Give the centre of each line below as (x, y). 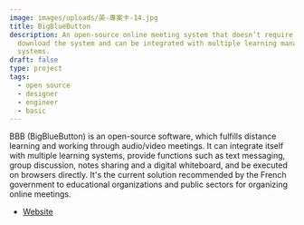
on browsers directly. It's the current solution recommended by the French (148, 175)
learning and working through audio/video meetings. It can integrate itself (147, 146)
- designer (38, 93)
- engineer (38, 102)
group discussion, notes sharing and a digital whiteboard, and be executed (148, 165)
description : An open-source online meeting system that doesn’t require (152, 34)
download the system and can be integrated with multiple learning (147, 43)
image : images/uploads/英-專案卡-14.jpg (84, 18)
